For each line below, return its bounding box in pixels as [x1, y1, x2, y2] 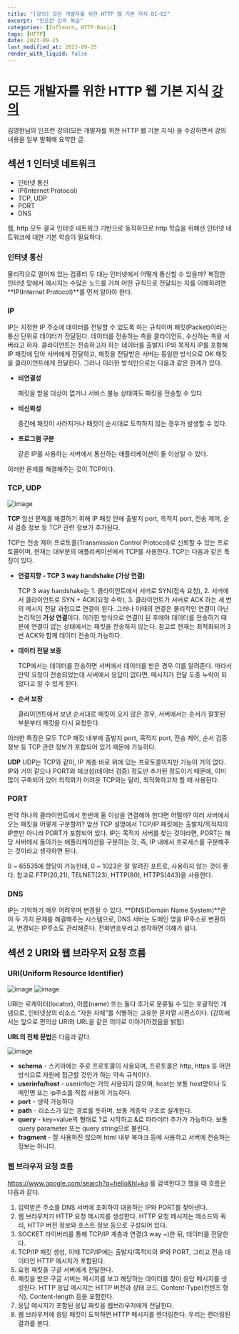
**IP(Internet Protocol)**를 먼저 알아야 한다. [7, 287, 133, 296]
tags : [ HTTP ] [7, 30, 46, 38]
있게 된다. [52, 679, 79, 687]
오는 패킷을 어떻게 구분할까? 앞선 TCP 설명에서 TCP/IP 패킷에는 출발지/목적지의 [7, 819, 228, 828]
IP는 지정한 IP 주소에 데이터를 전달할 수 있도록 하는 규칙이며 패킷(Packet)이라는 [7, 323, 228, 332]
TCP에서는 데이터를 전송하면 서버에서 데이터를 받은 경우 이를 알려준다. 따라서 [17, 661, 233, 669]
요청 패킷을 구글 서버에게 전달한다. [17, 1265, 113, 1274]
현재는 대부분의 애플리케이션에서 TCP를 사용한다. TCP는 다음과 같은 [34, 547, 223, 555]
